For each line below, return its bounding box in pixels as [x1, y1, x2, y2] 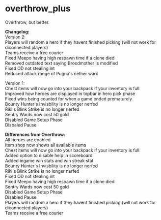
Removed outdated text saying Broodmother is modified [5, 60, 118, 66]
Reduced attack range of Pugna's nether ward [5, 70, 99, 76]
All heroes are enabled [5, 136, 51, 143]
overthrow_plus [5, 3, 71, 14]
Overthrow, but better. [5, 19, 50, 25]
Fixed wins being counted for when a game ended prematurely [5, 95, 133, 101]
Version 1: [5, 80, 25, 86]
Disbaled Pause [5, 122, 37, 128]
